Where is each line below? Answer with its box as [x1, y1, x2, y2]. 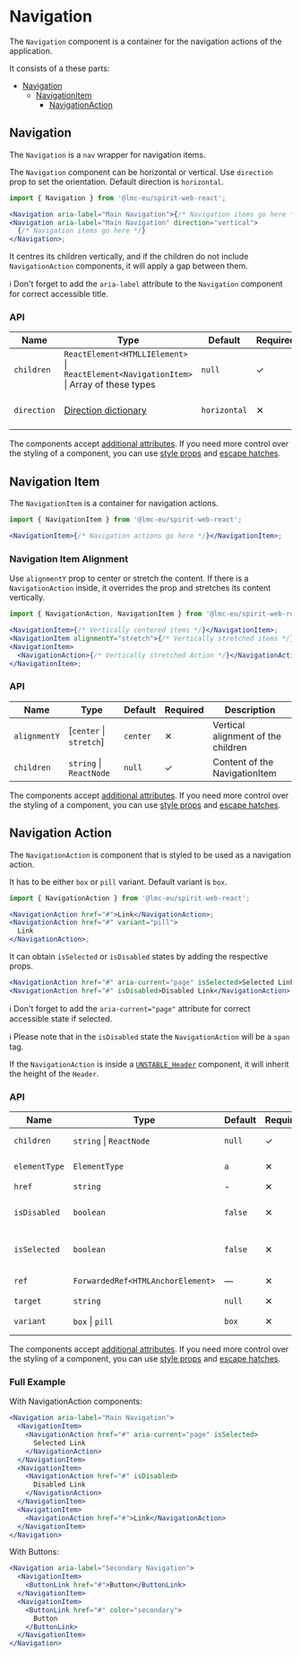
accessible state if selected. [9, 1013, 113, 1024]
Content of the [212, 756, 274, 768]
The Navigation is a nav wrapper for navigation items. [9, 149, 206, 160]
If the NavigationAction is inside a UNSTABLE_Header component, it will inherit [9, 1058, 289, 1069]
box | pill [73, 1315, 114, 1328]
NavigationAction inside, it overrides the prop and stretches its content [9, 583, 271, 593]
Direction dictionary [64, 404, 147, 416]
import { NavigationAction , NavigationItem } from [9, 609, 202, 618]
